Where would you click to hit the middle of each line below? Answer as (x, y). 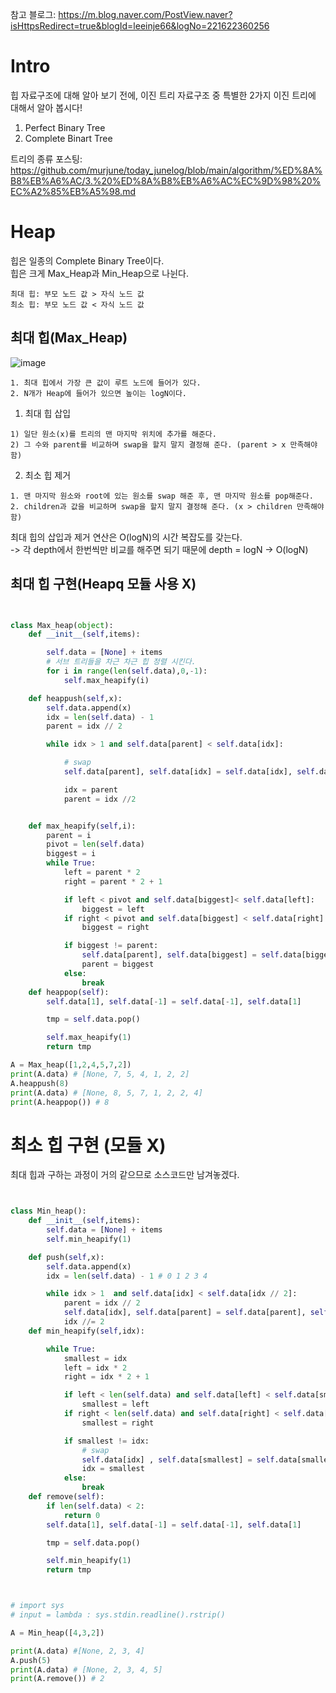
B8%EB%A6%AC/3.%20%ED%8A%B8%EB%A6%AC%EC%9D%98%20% (166, 180)
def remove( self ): (66, 1497)
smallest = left (115, 1404)
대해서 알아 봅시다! (46, 107)
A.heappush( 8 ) (40, 1083)
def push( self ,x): (66, 1257)
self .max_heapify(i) (106, 680)
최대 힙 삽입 (48, 413)
